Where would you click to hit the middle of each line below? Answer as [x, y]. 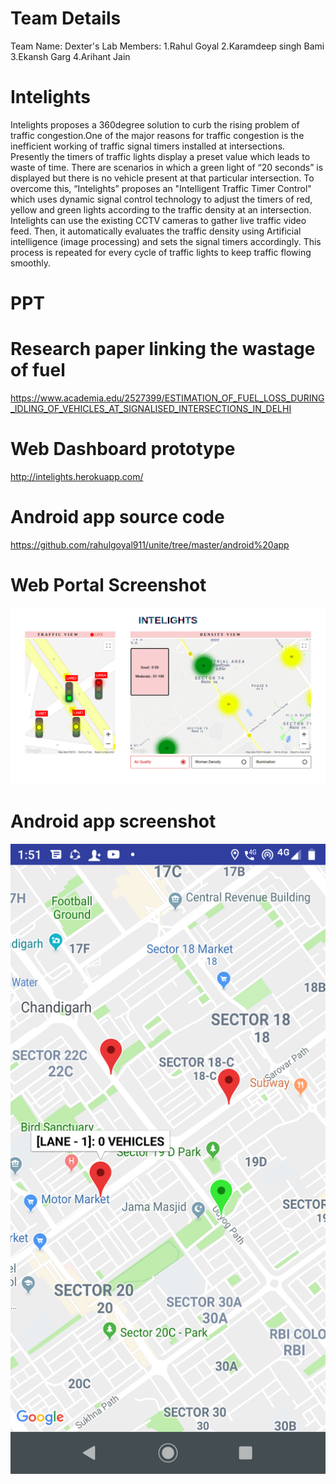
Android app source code [117, 517]
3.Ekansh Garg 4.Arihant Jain [70, 56]
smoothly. [31, 263]
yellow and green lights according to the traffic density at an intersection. [161, 209]
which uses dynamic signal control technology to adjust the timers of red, [161, 199]
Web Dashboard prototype [123, 449]
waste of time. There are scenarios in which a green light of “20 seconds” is [167, 167]
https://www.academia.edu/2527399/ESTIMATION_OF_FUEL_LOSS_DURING [167, 398]
